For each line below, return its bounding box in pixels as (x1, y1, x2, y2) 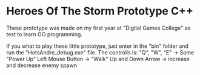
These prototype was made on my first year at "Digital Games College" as (6, 24, 191, 31)
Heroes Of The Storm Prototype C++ (6, 4, 194, 18)
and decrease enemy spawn (6, 62, 78, 69)
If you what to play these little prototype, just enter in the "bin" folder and (6, 42, 189, 50)
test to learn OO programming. (6, 30, 83, 37)
